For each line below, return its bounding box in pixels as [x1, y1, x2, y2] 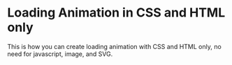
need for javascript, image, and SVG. [7, 50, 113, 58]
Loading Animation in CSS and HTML [7, 5, 226, 21]
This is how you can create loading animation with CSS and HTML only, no [7, 42, 222, 50]
